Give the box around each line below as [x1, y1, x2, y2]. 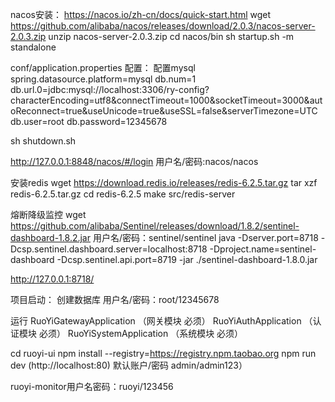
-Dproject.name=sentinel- [209, 243, 317, 255]
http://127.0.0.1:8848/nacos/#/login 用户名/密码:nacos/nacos [10, 156, 259, 167]
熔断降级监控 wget [10, 209, 87, 220]
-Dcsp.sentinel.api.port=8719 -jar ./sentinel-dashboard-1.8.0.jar [56, 254, 318, 265]
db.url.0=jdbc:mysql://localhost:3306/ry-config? [10, 84, 210, 95]
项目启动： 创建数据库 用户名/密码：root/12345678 [10, 294, 220, 305]
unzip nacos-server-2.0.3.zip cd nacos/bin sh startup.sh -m [48, 31, 295, 42]
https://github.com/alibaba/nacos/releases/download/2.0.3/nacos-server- [10, 20, 316, 32]
